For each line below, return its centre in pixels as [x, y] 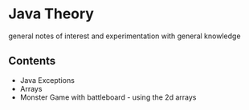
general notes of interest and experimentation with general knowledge [124, 36]
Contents [32, 61]
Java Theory [51, 14]
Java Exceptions [47, 80]
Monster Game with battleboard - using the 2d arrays [108, 97]
